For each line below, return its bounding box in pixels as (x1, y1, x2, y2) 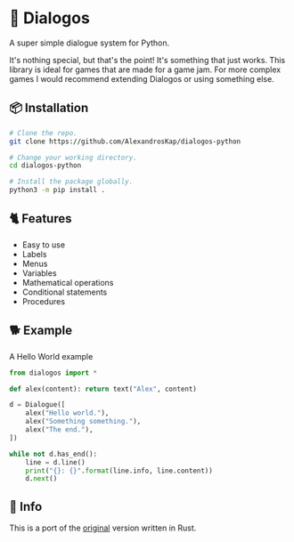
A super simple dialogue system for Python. (9, 37, 170, 48)
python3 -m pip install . (9, 186, 105, 195)
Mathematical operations (21, 277, 114, 287)
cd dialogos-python (9, 161, 82, 170)
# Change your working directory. (9, 153, 138, 162)
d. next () (25, 474, 58, 483)
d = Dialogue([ (9, 400, 66, 409)
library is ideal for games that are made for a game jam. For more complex (9, 64, 282, 75)
